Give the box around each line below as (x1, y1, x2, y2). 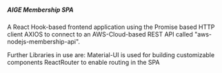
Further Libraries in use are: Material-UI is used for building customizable (7, 50, 215, 59)
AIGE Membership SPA (7, 6, 74, 14)
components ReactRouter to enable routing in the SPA (7, 58, 160, 66)
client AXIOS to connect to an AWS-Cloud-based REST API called (7, 30, 193, 38)
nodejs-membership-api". (7, 37, 81, 45)
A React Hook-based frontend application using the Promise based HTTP (7, 23, 215, 31)
